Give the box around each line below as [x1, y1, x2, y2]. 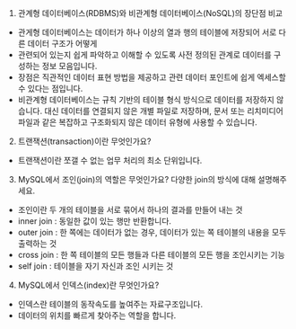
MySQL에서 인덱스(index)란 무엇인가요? [17, 280, 160, 290]
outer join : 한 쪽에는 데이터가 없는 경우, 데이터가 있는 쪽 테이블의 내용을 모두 [17, 227, 287, 237]
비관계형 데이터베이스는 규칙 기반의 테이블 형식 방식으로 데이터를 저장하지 [17, 94, 275, 105]
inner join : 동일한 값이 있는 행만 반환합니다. [17, 216, 172, 227]
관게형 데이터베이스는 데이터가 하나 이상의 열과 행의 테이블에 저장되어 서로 [17, 27, 277, 38]
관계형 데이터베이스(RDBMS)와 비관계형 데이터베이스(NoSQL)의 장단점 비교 [17, 8, 283, 18]
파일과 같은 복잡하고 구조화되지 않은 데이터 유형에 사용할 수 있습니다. [17, 117, 257, 128]
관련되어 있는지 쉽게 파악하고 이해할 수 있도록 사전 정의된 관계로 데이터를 [17, 49, 272, 60]
